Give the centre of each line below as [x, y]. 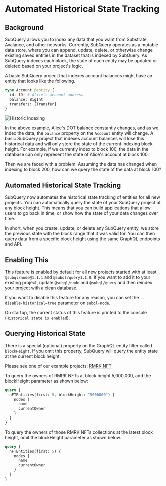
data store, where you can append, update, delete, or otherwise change [79, 50]
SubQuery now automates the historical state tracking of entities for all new [83, 197]
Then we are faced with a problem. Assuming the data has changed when [81, 164]
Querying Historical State [45, 333]
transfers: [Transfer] [33, 104]
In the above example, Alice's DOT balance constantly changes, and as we [82, 128]
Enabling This [27, 260]
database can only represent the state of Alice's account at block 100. [77, 155]
